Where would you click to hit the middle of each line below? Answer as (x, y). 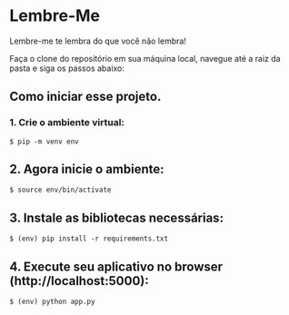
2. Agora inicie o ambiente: (87, 169)
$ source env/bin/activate (60, 190)
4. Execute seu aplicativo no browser (116, 266)
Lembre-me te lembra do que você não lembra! (98, 41)
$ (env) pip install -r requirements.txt (89, 239)
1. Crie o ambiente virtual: (67, 123)
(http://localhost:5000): (79, 281)
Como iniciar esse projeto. (85, 97)
